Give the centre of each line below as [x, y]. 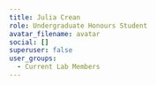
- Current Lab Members [59, 67]
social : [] [29, 42]
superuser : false [41, 50]
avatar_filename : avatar [55, 34]
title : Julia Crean [45, 17]
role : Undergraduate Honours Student [78, 26]
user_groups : [33, 58]
